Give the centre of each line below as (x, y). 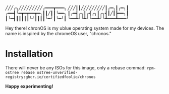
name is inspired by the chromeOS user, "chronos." (59, 33)
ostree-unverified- (58, 72)
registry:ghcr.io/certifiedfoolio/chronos (50, 77)
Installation (29, 54)
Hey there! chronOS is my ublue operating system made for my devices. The (85, 28)
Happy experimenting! (29, 86)
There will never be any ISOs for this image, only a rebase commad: (76, 67)
